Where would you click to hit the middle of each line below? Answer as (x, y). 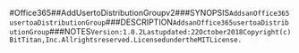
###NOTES (70, 31)
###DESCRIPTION (139, 22)
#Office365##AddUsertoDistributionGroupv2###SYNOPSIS (120, 13)
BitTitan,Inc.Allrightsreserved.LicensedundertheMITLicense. (126, 40)
